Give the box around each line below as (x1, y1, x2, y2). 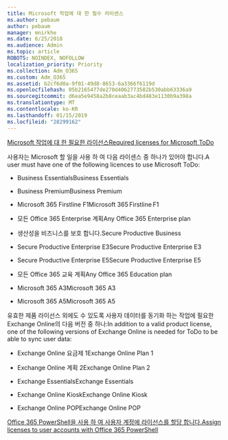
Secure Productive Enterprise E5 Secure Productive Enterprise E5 (16, 256, 201, 264)
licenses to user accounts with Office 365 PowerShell (7, 426, 159, 434)
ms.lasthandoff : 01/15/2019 (7, 112, 88, 119)
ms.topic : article (7, 49, 60, 56)
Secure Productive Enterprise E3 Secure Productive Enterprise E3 (16, 243, 202, 251)
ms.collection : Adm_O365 (7, 67, 78, 74)
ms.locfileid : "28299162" (7, 118, 81, 125)
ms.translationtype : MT (7, 99, 76, 106)
